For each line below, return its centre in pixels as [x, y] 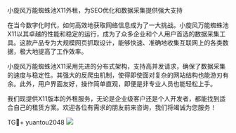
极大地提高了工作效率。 [53, 51]
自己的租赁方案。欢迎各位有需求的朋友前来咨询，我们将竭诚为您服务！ [114, 107]
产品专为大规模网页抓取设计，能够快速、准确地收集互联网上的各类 [127, 43]
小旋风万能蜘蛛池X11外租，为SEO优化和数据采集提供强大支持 [95, 10]
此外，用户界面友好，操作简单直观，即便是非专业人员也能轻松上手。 [118, 84]
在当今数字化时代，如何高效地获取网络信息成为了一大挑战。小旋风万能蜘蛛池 [118, 25]
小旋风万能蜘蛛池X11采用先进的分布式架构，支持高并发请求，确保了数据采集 [117, 66]
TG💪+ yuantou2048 [36, 122]
